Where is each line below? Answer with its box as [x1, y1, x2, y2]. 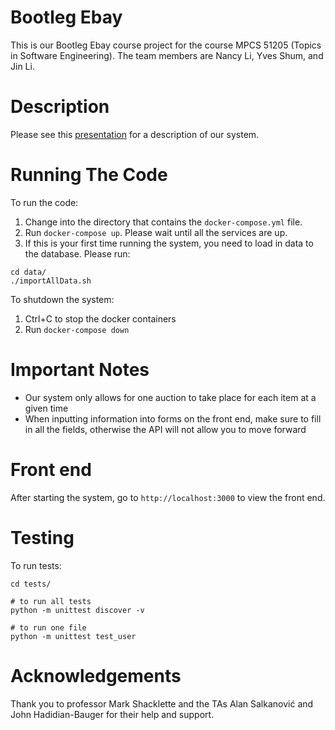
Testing [10, 526, 75, 549]
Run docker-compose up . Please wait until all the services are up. [24, 226, 288, 238]
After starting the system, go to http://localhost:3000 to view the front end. [10, 491, 326, 503]
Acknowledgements [10, 664, 182, 687]
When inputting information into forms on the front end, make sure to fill [24, 412, 322, 425]
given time [24, 402, 69, 414]
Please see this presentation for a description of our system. [10, 128, 260, 140]
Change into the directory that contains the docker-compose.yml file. [24, 216, 303, 228]
